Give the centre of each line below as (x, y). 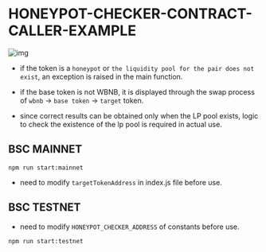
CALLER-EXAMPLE (72, 31)
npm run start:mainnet (46, 168)
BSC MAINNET (45, 149)
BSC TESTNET (45, 207)
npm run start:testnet (46, 241)
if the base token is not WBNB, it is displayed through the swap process (137, 91)
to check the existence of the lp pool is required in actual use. (121, 124)
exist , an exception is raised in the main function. (101, 76)
